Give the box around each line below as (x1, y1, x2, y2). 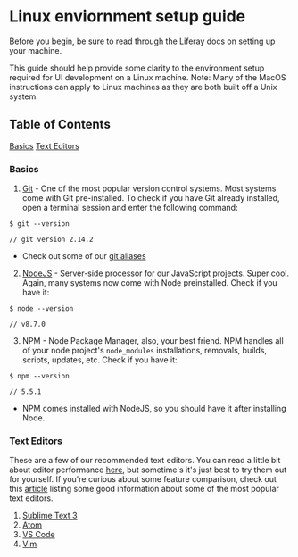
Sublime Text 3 (21, 511, 78, 521)
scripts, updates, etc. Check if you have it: (21, 354, 178, 365)
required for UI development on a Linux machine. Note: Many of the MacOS (9, 71, 287, 82)
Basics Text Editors (9, 140, 80, 151)
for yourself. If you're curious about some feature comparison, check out (9, 474, 277, 485)
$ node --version (9, 304, 74, 313)
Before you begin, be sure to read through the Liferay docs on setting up (9, 36, 276, 46)
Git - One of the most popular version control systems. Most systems (21, 183, 277, 194)
